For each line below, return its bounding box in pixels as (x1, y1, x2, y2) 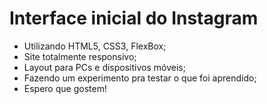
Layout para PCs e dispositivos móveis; (23, 61, 186, 73)
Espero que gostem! (23, 82, 107, 94)
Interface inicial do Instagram (9, 7, 259, 30)
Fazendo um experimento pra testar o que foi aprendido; (23, 72, 257, 84)
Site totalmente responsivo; (23, 50, 137, 62)
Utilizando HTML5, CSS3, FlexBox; (23, 40, 167, 52)
